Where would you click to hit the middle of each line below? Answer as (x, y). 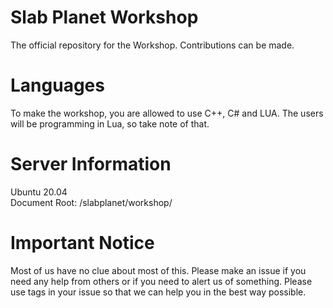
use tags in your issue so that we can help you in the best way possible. (158, 292)
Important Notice (82, 243)
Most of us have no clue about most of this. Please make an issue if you (158, 270)
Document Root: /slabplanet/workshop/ (91, 202)
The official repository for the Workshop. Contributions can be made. (152, 45)
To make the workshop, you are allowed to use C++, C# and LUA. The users (167, 113)
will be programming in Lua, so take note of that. (110, 123)
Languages (57, 85)
